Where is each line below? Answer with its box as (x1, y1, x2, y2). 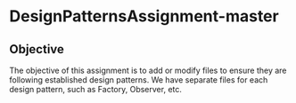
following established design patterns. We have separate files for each (9, 75, 268, 85)
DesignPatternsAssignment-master (9, 6, 279, 27)
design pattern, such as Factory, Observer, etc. (9, 84, 183, 94)
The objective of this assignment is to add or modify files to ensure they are (9, 65, 287, 75)
